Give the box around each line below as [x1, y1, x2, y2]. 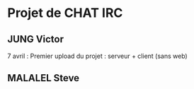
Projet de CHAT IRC [7, 5, 123, 21]
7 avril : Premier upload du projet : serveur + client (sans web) [7, 52, 188, 60]
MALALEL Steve [7, 72, 80, 84]
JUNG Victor [7, 33, 64, 45]
